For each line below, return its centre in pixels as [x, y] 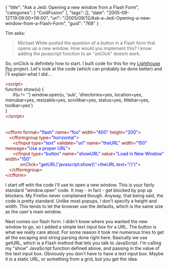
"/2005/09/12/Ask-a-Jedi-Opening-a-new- [107, 18]
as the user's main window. [34, 212]
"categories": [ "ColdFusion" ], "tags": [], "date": [55, 13]
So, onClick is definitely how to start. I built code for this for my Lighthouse [83, 63]
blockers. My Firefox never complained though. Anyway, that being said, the [84, 196]
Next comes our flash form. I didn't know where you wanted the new [76, 221]
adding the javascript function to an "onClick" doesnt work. [79, 54]
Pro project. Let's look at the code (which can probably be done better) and [84, 69]
